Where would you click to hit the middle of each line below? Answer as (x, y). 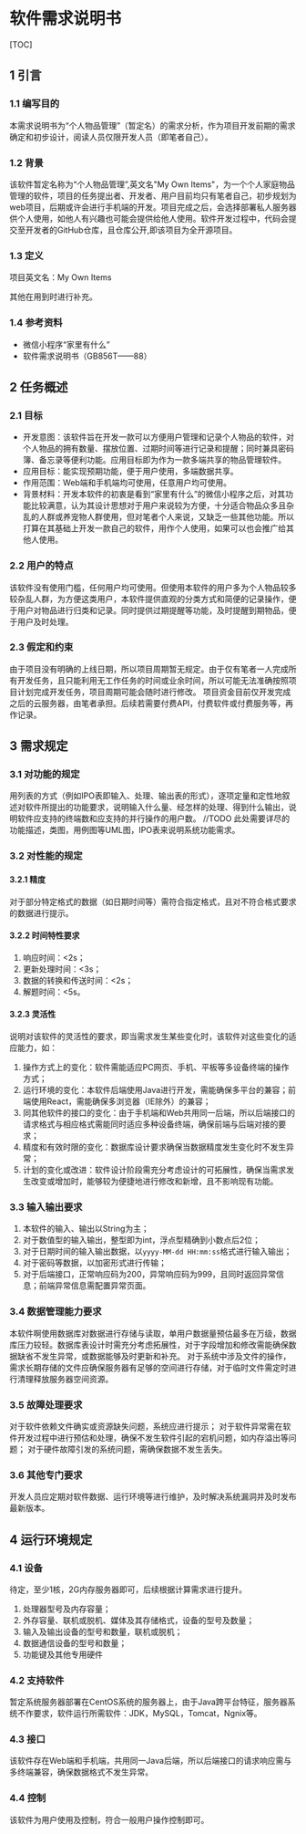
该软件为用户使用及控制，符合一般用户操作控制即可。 (109, 1819)
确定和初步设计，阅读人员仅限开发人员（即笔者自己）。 (111, 137)
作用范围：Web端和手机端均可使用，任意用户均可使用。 (127, 483)
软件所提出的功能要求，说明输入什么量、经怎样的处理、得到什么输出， (157, 808)
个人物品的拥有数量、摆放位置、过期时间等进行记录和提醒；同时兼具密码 (158, 449)
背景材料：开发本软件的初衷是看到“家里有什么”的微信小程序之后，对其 (154, 495)
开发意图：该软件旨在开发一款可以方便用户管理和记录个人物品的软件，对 (158, 437)
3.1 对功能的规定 (45, 775)
